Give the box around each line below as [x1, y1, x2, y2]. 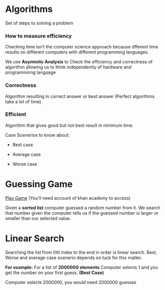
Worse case [12, 161, 37, 167]
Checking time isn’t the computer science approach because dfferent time [5, 44, 158, 50]
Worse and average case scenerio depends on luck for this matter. [5, 255, 142, 261]
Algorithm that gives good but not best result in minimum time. [5, 122, 134, 128]
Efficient [5, 111, 26, 118]
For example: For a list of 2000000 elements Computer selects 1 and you [5, 264, 158, 270]
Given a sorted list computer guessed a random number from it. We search [5, 205, 160, 211]
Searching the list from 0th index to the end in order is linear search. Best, [5, 249, 157, 255]
